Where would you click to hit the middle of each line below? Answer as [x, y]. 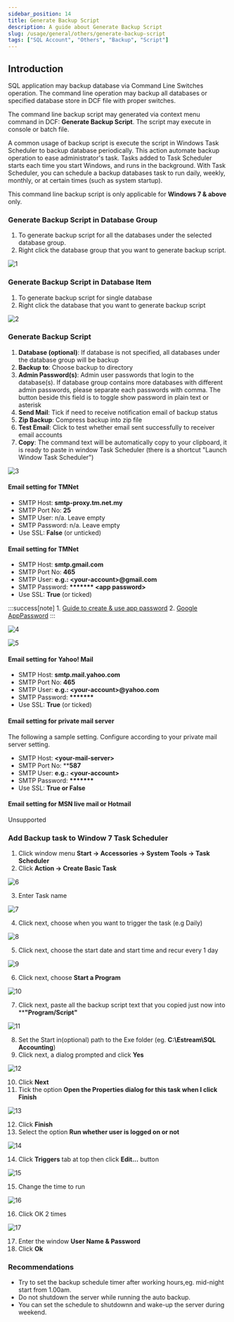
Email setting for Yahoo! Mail [51, 659]
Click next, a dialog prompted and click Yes [81, 1055]
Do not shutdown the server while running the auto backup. [104, 1297]
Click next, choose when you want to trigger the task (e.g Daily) [110, 923]
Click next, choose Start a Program [70, 978]
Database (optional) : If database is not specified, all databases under [119, 352]
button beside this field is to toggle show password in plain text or [113, 397]
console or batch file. [39, 129]
